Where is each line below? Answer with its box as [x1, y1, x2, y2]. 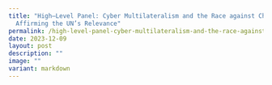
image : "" [8, 57, 42, 66]
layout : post [8, 42, 53, 50]
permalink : [8, 27, 45, 35]
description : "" [8, 49, 63, 57]
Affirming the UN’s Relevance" [15, 19, 121, 28]
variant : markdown [8, 65, 70, 73]
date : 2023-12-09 [8, 34, 67, 43]
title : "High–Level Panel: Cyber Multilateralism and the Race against [8, 11, 255, 20]
